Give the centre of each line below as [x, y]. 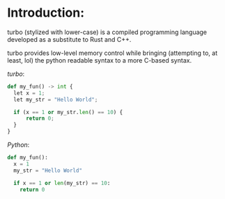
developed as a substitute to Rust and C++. [69, 39]
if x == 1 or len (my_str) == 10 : [62, 183]
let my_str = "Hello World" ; [56, 99]
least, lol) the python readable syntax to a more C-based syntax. [100, 60]
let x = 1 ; [29, 93]
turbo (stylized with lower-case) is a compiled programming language [107, 32]
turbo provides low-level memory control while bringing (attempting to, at [113, 53]
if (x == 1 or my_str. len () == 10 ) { [68, 112]
